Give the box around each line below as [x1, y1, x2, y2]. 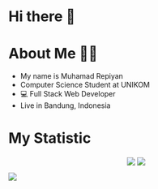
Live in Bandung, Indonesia [19, 101, 111, 110]
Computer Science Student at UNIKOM [19, 80, 151, 90]
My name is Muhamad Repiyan [19, 71, 124, 81]
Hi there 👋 [8, 7, 75, 26]
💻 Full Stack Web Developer [19, 89, 116, 99]
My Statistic [8, 129, 92, 148]
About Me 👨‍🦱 [8, 45, 99, 63]
